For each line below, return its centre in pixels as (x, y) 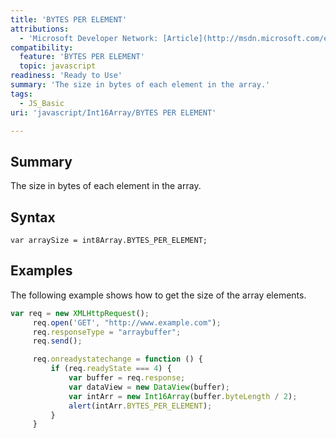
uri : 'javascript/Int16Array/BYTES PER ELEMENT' (113, 112)
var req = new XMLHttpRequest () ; (80, 313)
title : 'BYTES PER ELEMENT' (69, 19)
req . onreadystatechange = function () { (117, 359)
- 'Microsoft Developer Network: (89, 38)
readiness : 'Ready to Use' (66, 76)
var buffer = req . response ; (127, 378)
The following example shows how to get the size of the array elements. (158, 295)
